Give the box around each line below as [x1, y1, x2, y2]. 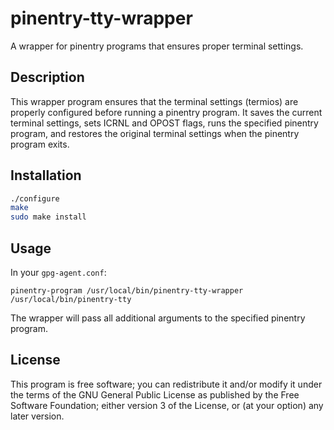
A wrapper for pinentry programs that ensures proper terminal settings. [10, 40, 304, 52]
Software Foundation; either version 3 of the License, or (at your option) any [10, 399, 324, 411]
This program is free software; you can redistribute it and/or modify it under [10, 378, 323, 390]
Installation [10, 167, 82, 184]
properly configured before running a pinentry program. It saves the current [10, 106, 323, 118]
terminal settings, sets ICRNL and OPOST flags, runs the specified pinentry [10, 117, 319, 129]
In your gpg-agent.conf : [10, 267, 107, 278]
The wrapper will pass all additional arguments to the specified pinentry [10, 312, 306, 324]
